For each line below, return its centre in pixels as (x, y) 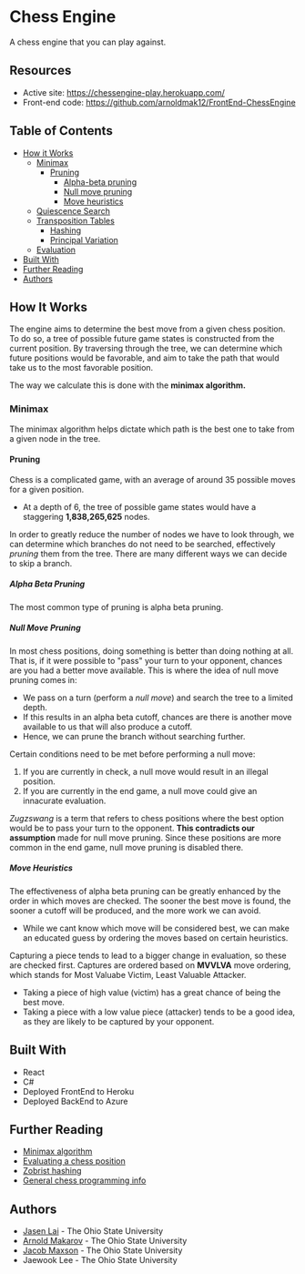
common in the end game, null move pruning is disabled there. (127, 847)
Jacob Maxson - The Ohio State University (102, 1250)
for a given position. (47, 489)
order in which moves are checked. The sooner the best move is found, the (150, 901)
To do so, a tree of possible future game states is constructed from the (142, 339)
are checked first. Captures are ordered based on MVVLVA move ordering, (150, 965)
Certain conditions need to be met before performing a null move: (132, 754)
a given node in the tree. (55, 438)
